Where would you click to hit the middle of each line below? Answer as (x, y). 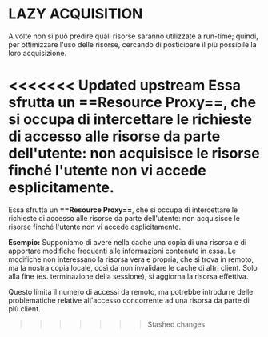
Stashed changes (176, 324)
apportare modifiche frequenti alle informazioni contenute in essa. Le (122, 251)
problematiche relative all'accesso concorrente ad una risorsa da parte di (129, 300)
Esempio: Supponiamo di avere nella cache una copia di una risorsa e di (127, 242)
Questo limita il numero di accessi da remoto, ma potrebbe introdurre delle (131, 291)
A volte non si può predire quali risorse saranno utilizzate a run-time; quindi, (133, 36)
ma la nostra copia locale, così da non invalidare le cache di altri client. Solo (133, 267)
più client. (25, 308)
